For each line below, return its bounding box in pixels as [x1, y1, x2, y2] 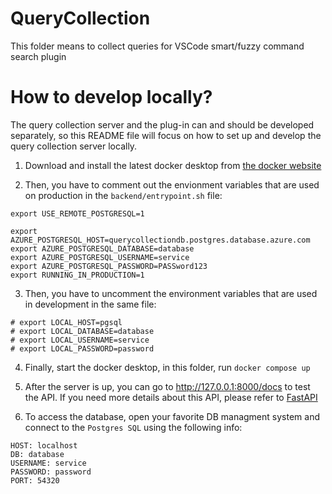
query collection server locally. [10, 140, 138, 152]
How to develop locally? [10, 86, 213, 109]
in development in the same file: [24, 298, 157, 310]
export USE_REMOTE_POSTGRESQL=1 [10, 208, 145, 219]
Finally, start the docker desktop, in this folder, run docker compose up [24, 361, 311, 373]
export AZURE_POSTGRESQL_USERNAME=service [10, 252, 190, 262]
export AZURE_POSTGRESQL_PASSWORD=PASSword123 [10, 261, 208, 271]
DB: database [10, 449, 65, 459]
